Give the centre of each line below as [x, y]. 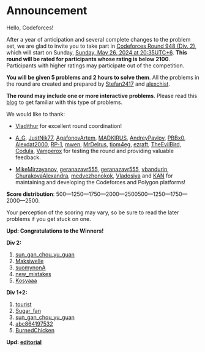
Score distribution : [31, 194]
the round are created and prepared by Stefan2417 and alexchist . [88, 84]
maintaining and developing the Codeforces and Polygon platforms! [100, 182]
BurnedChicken [35, 330]
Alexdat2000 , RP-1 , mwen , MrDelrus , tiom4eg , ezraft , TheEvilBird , [98, 144]
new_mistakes [33, 274]
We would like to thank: [36, 114]
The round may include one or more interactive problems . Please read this [102, 95]
